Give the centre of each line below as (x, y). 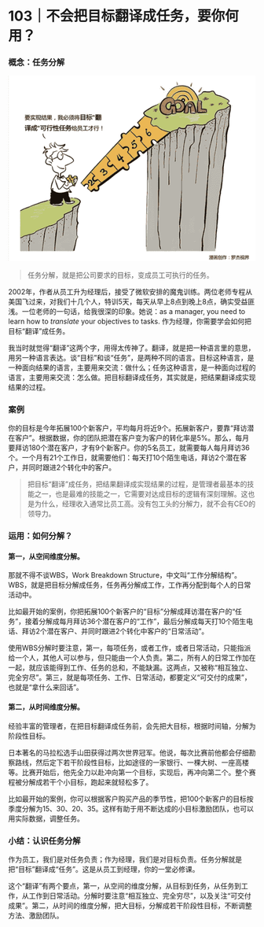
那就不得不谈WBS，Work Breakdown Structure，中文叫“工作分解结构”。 (125, 575)
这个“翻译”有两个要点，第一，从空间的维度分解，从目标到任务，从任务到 (125, 885)
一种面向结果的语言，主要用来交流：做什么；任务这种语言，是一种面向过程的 (132, 367)
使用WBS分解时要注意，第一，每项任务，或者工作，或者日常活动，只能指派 (130, 648)
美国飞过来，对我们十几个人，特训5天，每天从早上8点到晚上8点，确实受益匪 (132, 302)
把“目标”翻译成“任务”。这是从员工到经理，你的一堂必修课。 (104, 869)
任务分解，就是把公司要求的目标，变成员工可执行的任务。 (120, 275)
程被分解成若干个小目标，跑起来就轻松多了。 (81, 782)
